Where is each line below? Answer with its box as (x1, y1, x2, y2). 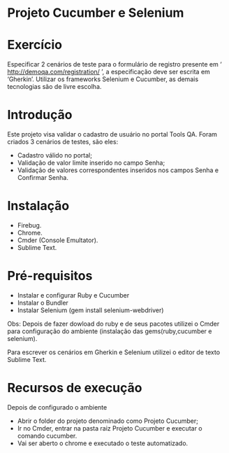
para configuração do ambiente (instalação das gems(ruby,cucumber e (7, 327, 212, 335)
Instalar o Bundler (17, 298, 68, 307)
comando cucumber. (17, 431, 77, 440)
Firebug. (17, 221, 42, 229)
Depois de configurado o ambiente (7, 403, 108, 411)
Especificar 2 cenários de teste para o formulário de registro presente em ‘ (7, 60, 222, 69)
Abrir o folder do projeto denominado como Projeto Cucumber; (17, 417, 199, 425)
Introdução (7, 107, 73, 123)
